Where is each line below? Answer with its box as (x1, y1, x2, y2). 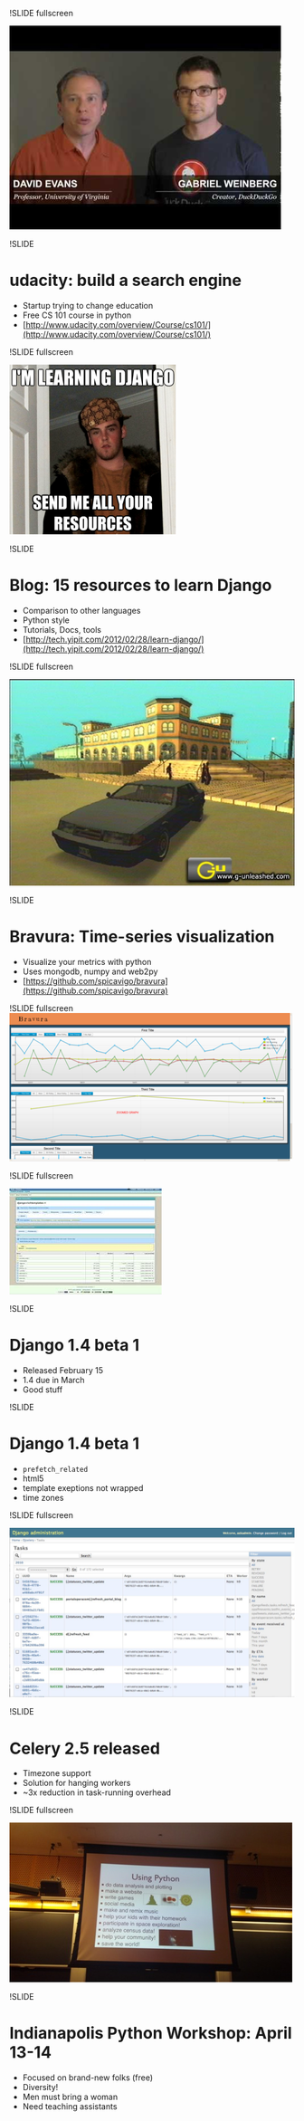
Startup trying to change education (22, 300, 154, 311)
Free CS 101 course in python (22, 310, 132, 320)
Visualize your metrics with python (22, 957, 152, 968)
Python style (22, 615, 71, 626)
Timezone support (22, 1768, 92, 1779)
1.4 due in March (22, 1375, 85, 1386)
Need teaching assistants (22, 2101, 118, 2112)
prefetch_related (22, 1466, 89, 1475)
